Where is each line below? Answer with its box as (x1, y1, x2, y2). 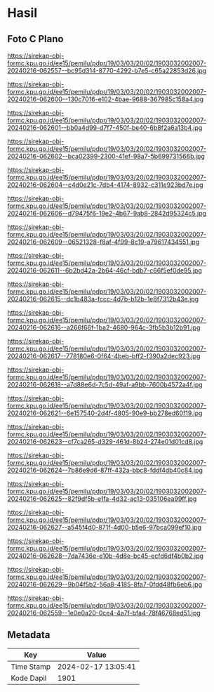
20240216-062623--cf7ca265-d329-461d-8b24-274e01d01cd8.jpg (7, 438, 203, 445)
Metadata (7, 629, 51, 641)
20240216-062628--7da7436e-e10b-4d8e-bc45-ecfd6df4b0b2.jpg (7, 551, 203, 560)
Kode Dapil (11, 673, 47, 683)
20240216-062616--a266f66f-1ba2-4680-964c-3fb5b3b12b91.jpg (7, 323, 201, 332)
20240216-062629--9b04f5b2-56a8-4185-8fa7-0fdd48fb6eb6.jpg (7, 580, 203, 588)
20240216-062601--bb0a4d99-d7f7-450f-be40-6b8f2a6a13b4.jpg (7, 124, 203, 131)
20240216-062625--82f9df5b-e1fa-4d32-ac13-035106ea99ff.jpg (7, 495, 197, 503)
